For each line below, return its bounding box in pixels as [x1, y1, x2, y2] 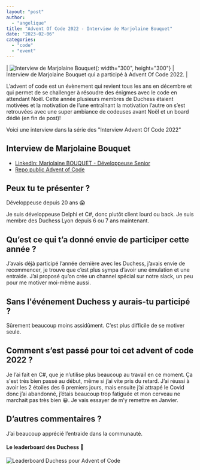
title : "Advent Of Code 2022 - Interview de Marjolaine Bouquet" [6, 25, 172, 32]
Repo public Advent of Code [14, 166, 85, 173]
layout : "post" [6, 8, 44, 15]
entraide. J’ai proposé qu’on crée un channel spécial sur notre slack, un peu [6, 273, 193, 280]
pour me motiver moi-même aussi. [6, 279, 92, 286]
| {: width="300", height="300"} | [6, 64, 175, 72]
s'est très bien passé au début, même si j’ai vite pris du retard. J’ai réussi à [6, 377, 190, 385]
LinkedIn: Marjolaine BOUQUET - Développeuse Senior [14, 159, 151, 166]
